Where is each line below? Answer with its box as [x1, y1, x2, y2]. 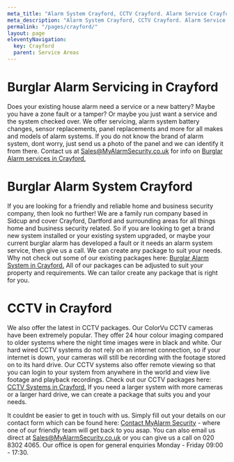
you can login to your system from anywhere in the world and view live [7, 368, 210, 376]
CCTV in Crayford [7, 300, 113, 316]
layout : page [7, 29, 45, 37]
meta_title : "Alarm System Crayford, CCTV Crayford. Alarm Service [7, 10, 208, 17]
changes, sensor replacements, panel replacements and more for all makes [7, 124, 224, 133]
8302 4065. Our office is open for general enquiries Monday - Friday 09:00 [7, 440, 224, 449]
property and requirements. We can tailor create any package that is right [7, 268, 218, 276]
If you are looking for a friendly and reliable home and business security [7, 202, 214, 210]
